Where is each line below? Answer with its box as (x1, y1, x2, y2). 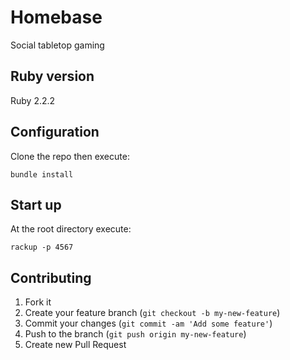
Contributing (10, 269, 92, 286)
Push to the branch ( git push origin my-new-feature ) (24, 328, 247, 340)
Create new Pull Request (24, 339, 127, 351)
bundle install (10, 169, 74, 180)
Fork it (24, 296, 52, 308)
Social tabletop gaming (10, 39, 105, 51)
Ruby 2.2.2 (10, 94, 56, 106)
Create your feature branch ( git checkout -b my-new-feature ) (24, 307, 281, 319)
